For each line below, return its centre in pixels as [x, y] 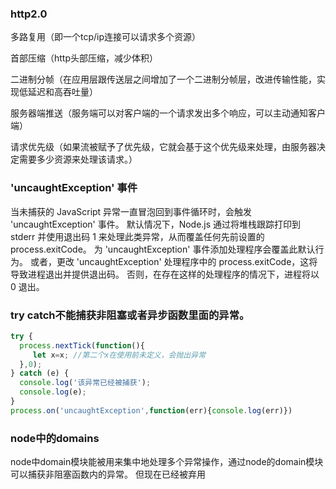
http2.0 [29, 14]
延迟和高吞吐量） [62, 92]
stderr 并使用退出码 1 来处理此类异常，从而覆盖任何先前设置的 [137, 236]
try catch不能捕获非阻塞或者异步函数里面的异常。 [130, 315]
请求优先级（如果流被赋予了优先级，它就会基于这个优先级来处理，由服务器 [163, 147]
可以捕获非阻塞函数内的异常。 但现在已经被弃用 [108, 474]
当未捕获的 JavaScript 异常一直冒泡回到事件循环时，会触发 [131, 211]
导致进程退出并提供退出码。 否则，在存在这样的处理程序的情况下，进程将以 [165, 274]
